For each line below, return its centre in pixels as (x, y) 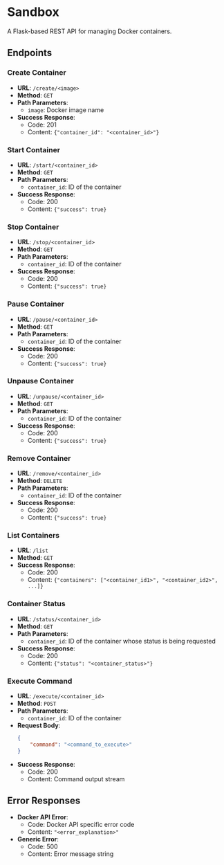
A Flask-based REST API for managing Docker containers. (90, 31)
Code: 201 (42, 125)
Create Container (37, 73)
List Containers (34, 536)
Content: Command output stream (76, 778)
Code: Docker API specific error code (81, 825)
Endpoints (30, 53)
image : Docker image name (66, 110)
